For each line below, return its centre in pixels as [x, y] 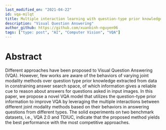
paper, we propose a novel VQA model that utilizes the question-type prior [81, 96]
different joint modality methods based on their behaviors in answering [77, 106]
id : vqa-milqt [20, 14]
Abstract [23, 57]
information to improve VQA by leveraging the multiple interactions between [82, 102]
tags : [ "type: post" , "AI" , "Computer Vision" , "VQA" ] [63, 32]
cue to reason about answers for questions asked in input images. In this [79, 91]
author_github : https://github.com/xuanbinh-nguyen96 [62, 28]
